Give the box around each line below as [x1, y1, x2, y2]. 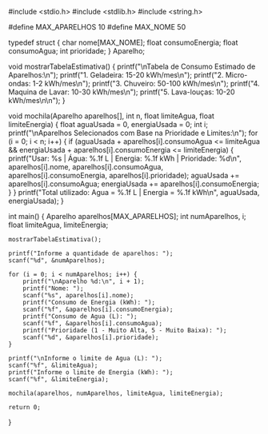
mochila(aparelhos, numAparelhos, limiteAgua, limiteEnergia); [8, 389, 224, 397]
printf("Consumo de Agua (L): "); [22, 313, 138, 321]
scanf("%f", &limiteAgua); [8, 361, 98, 369]
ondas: [8, 79, 31, 88]
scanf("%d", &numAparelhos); [8, 257, 106, 265]
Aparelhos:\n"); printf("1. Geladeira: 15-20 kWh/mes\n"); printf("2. [8, 70, 224, 79]
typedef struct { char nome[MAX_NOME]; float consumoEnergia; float [8, 38, 238, 47]
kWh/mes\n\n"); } [8, 96, 66, 105]
